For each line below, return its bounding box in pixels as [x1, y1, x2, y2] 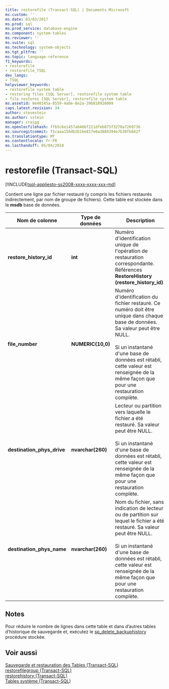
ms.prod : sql [5, 21, 33, 27]
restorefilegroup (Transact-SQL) [5, 667, 72, 673]
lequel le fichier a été [115, 517, 164, 524]
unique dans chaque [115, 312, 163, 319]
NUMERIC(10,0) [71, 340, 111, 347]
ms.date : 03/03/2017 [5, 17, 49, 22]
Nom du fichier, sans [115, 498, 164, 505]
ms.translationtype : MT [5, 134, 55, 139]
